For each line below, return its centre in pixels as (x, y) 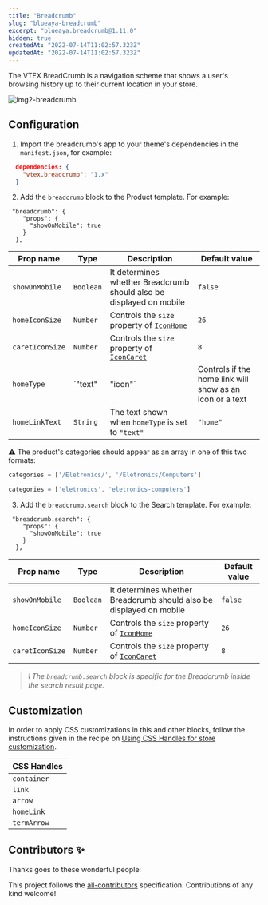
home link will (223, 379)
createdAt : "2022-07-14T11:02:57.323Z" (75, 46)
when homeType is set (148, 422)
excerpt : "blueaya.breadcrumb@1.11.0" (73, 30)
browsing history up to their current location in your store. (103, 84)
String (85, 422)
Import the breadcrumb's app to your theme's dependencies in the (129, 144)
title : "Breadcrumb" (43, 16)
